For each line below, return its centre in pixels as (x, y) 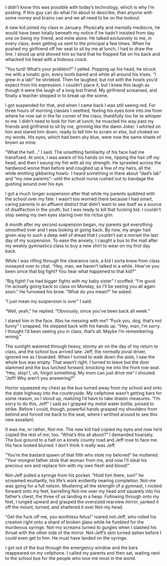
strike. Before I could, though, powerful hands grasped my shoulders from (81, 409)
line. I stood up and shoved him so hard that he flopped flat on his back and (83, 54)
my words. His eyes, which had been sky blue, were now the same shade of (83, 137)
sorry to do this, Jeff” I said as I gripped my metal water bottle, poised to (80, 404)
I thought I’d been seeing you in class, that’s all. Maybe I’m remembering (79, 331)
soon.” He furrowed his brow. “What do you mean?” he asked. (69, 291)
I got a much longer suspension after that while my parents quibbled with (80, 194)
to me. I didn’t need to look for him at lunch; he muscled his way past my (80, 121)
